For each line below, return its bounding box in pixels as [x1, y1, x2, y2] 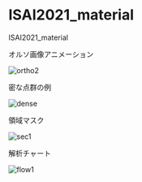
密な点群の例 [8, 82, 51, 92]
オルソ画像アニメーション [8, 49, 94, 58]
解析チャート [8, 148, 51, 158]
